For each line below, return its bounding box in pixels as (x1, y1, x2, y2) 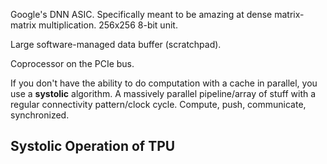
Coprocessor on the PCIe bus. (10, 58, 135, 69)
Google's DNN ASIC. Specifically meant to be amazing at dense (10, 9, 273, 20)
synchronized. (10, 109, 70, 121)
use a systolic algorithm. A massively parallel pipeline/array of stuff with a (10, 88, 317, 99)
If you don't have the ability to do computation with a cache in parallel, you (10, 77, 318, 89)
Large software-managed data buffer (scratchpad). (10, 39, 222, 50)
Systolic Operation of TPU (10, 138, 176, 155)
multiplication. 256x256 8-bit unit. (38, 19, 178, 31)
